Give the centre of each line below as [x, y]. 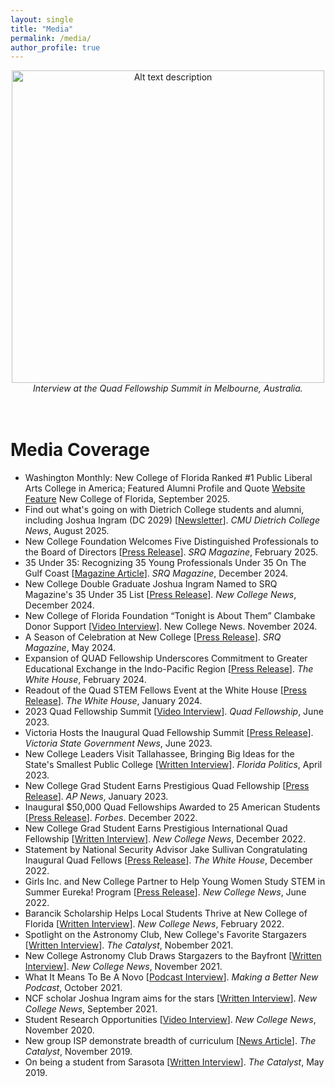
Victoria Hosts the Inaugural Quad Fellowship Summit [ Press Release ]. [169, 733]
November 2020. [59, 1030]
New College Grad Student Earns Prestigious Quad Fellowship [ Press [167, 786]
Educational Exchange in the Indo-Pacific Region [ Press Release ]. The [169, 669]
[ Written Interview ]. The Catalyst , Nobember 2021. [129, 945]
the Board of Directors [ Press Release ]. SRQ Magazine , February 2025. [171, 552]
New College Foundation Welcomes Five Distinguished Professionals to [171, 542]
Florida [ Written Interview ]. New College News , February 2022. [154, 924]
